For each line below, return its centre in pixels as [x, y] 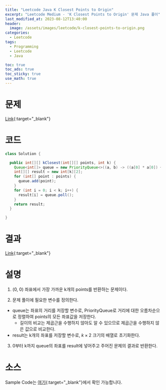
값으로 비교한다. [40, 329]
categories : [17, 33]
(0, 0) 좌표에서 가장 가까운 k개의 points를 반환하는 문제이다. [70, 289]
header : [13, 24]
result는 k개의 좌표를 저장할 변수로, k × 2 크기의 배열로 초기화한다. [76, 335]
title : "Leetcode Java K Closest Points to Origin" [59, 10]
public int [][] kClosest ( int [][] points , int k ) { [63, 163]
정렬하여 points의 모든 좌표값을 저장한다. [57, 317]
